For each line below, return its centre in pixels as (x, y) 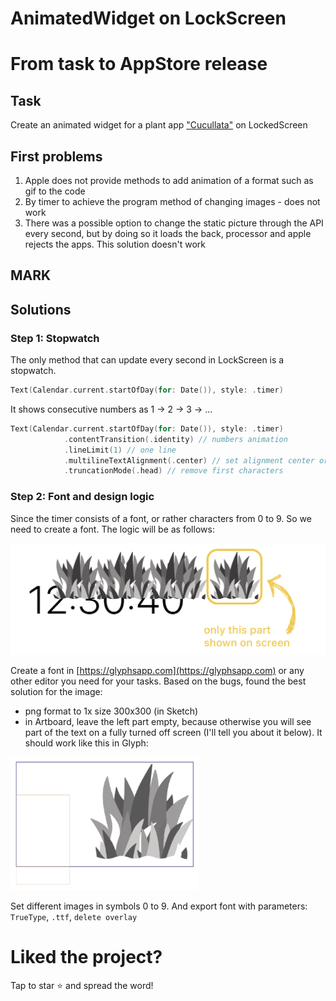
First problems (56, 156)
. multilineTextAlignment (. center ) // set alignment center (189, 460)
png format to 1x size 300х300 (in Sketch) (111, 711)
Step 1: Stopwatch (55, 338)
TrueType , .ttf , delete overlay (74, 916)
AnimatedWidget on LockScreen (148, 18)
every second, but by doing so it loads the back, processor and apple (168, 233)
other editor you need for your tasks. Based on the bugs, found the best (158, 681)
